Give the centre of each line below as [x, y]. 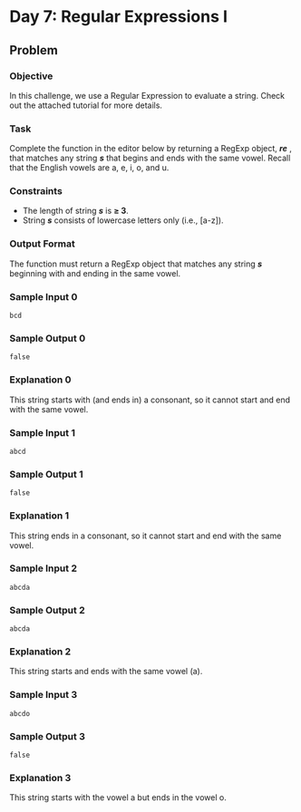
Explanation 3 [40, 778]
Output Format [42, 244]
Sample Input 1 [42, 432]
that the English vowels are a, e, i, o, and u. [89, 168]
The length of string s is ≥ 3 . [75, 211]
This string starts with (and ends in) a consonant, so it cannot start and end [150, 400]
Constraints [36, 191]
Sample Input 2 [43, 568]
